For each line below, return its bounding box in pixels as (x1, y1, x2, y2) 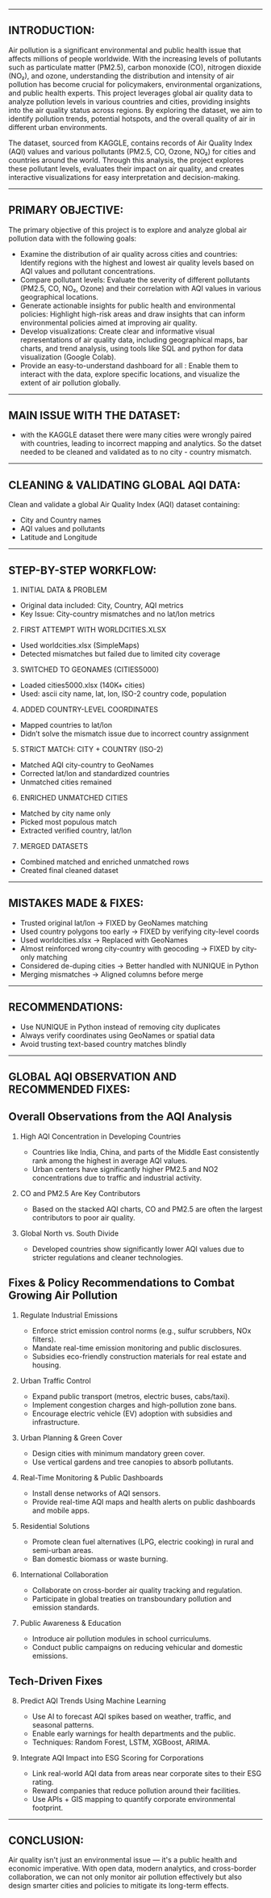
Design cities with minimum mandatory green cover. (31, 1448, 206, 1458)
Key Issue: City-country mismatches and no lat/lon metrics (19, 609, 215, 619)
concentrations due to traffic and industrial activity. (31, 1173, 202, 1182)
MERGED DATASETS (19, 842, 89, 851)
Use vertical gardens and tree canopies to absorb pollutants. (31, 1457, 234, 1467)
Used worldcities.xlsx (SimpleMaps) (19, 640, 140, 650)
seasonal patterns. (31, 1720, 94, 1729)
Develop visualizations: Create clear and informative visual (19, 326, 215, 336)
